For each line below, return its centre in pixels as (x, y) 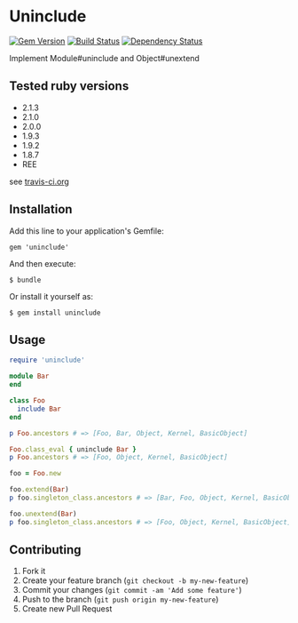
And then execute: (43, 263)
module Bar (29, 376)
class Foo (27, 401)
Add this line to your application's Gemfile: (86, 231)
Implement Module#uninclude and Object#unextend (104, 58)
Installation (41, 209)
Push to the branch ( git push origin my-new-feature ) (120, 599)
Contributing (45, 550)
